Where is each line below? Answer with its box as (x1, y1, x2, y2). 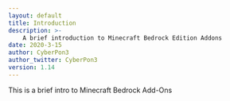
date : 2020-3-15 (8, 41, 62, 49)
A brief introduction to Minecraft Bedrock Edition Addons (22, 33, 223, 42)
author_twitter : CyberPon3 (8, 56, 98, 64)
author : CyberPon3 (8, 49, 69, 56)
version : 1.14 (8, 64, 56, 72)
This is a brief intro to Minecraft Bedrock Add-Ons (8, 85, 173, 95)
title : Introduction (8, 19, 77, 27)
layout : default (8, 11, 62, 20)
